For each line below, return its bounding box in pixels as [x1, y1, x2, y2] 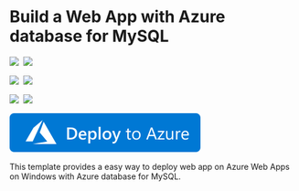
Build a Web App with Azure [9, 6, 226, 27]
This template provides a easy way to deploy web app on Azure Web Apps [9, 161, 290, 172]
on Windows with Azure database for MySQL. [9, 171, 181, 182]
